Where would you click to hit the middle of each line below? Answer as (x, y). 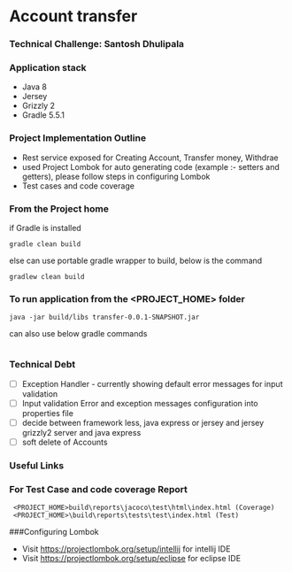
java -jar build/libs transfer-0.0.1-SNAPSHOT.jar (104, 317)
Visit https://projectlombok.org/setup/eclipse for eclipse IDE (131, 559)
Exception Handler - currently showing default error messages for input (152, 383)
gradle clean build (45, 244)
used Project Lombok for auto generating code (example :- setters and (151, 166)
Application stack (48, 68)
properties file (47, 413)
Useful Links (37, 465)
